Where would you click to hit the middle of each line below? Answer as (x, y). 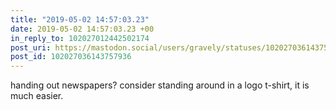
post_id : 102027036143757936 (71, 57)
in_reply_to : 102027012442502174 (80, 38)
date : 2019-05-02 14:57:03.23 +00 (82, 29)
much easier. (37, 96)
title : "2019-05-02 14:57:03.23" (80, 19)
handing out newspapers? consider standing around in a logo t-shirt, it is (160, 85)
